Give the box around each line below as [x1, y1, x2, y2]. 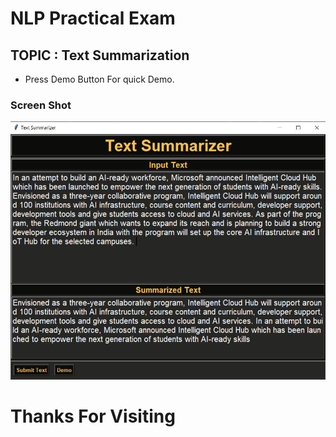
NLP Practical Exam [10, 7, 176, 30]
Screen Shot [10, 98, 72, 112]
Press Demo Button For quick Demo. [24, 73, 175, 85]
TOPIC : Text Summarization [10, 47, 190, 64]
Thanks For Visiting [10, 405, 176, 428]
